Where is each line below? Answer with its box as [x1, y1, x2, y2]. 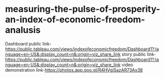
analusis [5, 25, 41, 36]
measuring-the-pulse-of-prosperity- [5, 3, 161, 15]
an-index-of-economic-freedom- [5, 14, 145, 25]
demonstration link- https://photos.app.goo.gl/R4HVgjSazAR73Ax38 [5, 67, 143, 73]
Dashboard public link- [5, 40, 52, 46]
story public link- [121, 51, 156, 57]
